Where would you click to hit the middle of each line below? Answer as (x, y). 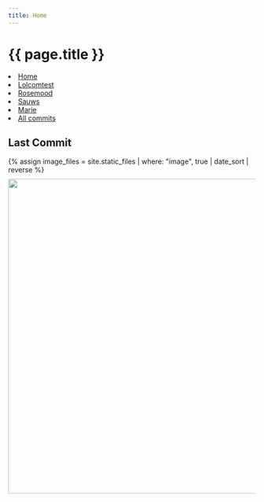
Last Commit (40, 142)
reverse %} (26, 170)
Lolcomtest (36, 84)
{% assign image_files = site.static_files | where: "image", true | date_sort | (128, 161)
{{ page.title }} (57, 54)
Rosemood (36, 93)
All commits (37, 118)
